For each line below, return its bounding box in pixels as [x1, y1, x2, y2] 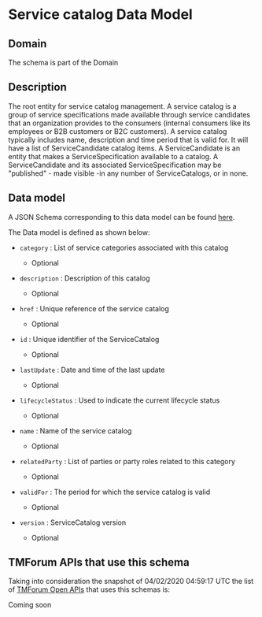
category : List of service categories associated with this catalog [19, 243, 229, 252]
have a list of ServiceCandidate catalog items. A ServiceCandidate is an [8, 143, 241, 153]
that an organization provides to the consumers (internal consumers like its [8, 118, 251, 128]
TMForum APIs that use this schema [8, 556, 190, 569]
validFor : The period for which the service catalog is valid [19, 487, 211, 496]
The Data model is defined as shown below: [8, 227, 150, 237]
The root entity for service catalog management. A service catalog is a [8, 101, 238, 111]
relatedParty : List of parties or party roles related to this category [19, 456, 236, 466]
